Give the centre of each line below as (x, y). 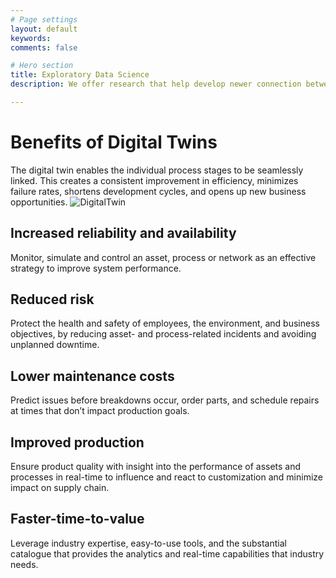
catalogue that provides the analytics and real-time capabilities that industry (167, 553)
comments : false (44, 47)
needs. (24, 564)
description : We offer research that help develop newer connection (156, 84)
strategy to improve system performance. (96, 268)
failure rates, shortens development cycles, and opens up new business (158, 191)
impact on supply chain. (60, 488)
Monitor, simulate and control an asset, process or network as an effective (163, 257)
